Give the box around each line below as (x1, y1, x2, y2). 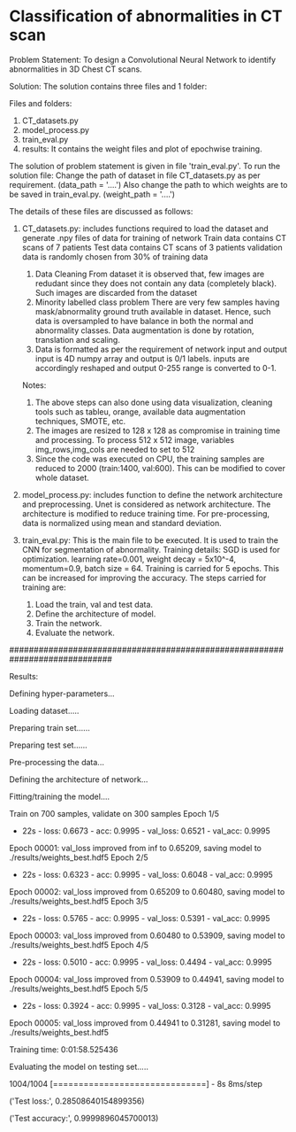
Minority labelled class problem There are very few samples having (34, 297, 280, 307)
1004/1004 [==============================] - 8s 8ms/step (9, 1078, 263, 1089)
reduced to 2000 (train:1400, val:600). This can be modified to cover (34, 462, 285, 473)
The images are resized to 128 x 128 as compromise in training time (34, 425, 281, 436)
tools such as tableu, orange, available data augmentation (34, 406, 246, 417)
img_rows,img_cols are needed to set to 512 (34, 444, 195, 454)
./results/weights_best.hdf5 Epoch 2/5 (9, 852, 148, 863)
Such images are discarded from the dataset (34, 287, 198, 298)
